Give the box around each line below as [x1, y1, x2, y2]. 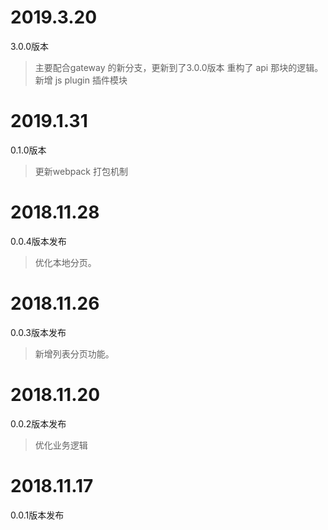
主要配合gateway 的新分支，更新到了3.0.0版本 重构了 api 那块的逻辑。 [34, 61, 324, 73]
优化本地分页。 [34, 256, 97, 268]
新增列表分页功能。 [34, 347, 115, 360]
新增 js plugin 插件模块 [34, 74, 128, 86]
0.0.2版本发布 [10, 417, 67, 430]
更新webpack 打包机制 [34, 165, 128, 177]
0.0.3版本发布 [10, 326, 67, 338]
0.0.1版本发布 [10, 509, 65, 521]
